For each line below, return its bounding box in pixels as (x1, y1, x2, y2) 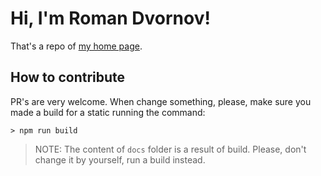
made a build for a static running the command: (10, 106, 206, 118)
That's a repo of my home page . (10, 40, 143, 52)
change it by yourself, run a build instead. (34, 153, 206, 166)
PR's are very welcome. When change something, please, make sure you (10, 95, 312, 107)
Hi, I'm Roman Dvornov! (10, 7, 211, 30)
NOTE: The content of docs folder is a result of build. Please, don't (34, 143, 307, 155)
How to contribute (10, 69, 126, 86)
